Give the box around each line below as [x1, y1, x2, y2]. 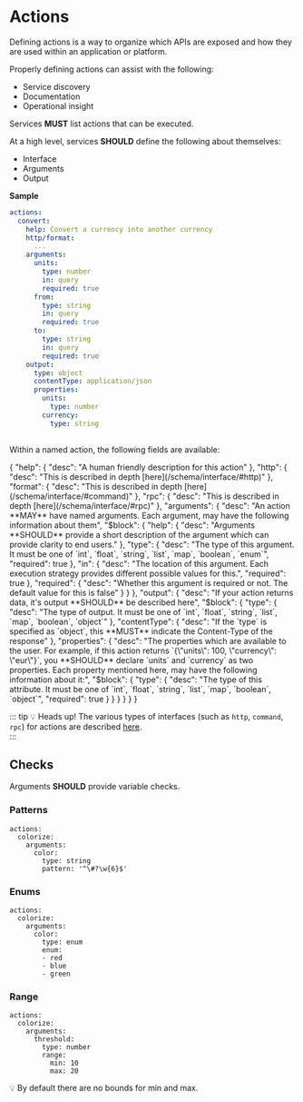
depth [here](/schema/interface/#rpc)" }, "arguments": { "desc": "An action [9, 500, 290, 511]
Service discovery [22, 81, 91, 92]
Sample [9, 190, 39, 201]
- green [42, 969, 71, 978]
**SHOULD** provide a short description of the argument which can [9, 529, 269, 540]
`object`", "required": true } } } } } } [9, 693, 138, 704]
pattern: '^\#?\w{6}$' [42, 864, 128, 873]
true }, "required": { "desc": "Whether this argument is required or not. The [9, 577, 288, 588]
